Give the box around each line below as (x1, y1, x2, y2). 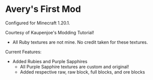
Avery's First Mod (5, 3, 81, 15)
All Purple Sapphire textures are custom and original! (20, 64, 129, 70)
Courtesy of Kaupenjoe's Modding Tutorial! (5, 29, 94, 35)
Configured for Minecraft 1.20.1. (5, 20, 70, 26)
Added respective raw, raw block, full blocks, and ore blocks (20, 69, 145, 75)
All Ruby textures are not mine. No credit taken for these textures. (12, 39, 148, 45)
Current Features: (5, 49, 42, 55)
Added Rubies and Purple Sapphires (12, 58, 88, 64)
